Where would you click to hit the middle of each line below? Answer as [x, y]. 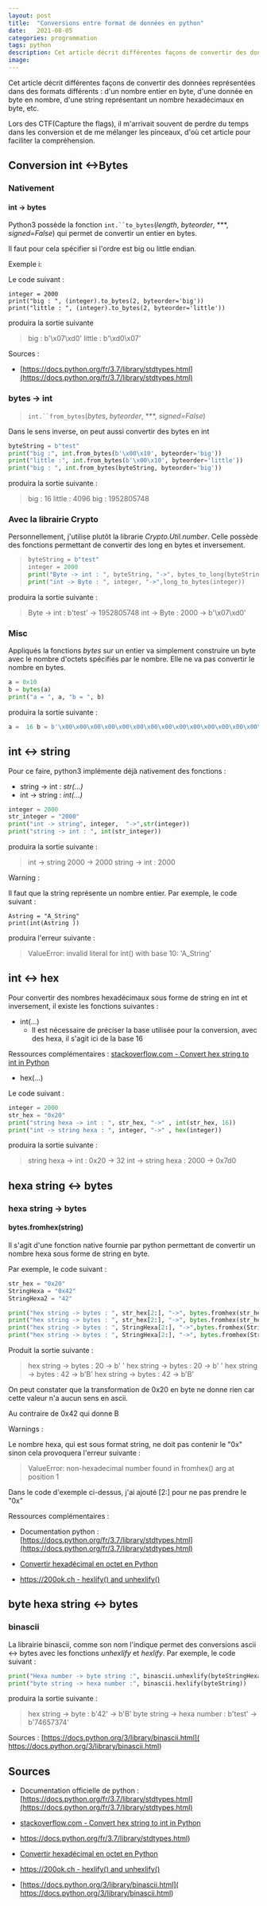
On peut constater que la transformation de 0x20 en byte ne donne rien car [132, 1390]
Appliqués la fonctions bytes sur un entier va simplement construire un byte [132, 651]
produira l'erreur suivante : [52, 938]
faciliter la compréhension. [52, 140]
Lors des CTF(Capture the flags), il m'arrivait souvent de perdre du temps [128, 124]
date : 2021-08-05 [41, 30]
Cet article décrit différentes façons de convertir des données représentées [132, 82]
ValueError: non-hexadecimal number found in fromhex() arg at [131, 1469]
